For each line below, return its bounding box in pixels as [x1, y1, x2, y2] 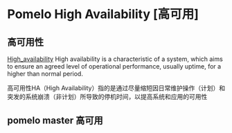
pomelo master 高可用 [7, 115, 103, 127]
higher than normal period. [7, 70, 83, 78]
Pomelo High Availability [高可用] [7, 6, 199, 22]
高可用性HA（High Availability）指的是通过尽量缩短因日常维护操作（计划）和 [7, 84, 226, 92]
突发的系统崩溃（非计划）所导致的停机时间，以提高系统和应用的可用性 [7, 93, 208, 100]
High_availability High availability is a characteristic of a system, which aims [7, 55, 223, 63]
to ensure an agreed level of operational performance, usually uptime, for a [7, 62, 222, 70]
